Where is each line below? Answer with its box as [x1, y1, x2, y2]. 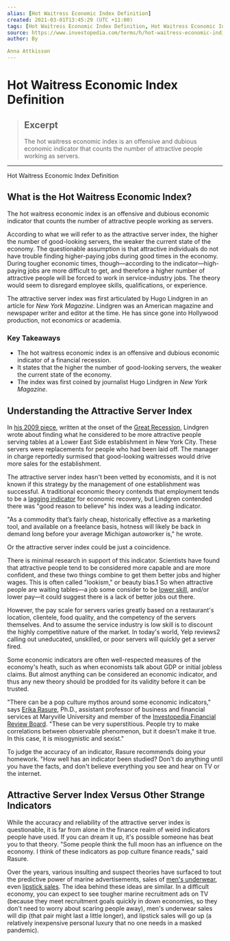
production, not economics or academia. [7, 316, 122, 324]
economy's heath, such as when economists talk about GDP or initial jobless [7, 662, 222, 671]
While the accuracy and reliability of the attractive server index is [7, 818, 190, 826]
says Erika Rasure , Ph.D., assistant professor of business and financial [7, 705, 205, 713]
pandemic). [7, 926, 40, 934]
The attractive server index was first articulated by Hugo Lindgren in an [7, 294, 208, 302]
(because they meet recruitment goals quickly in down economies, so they [7, 896, 218, 905]
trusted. [7, 684, 29, 692]
